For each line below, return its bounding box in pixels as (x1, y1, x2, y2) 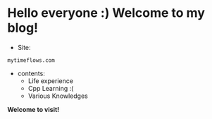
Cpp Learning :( (27, 84, 74, 92)
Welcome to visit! (7, 105, 60, 113)
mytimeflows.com (7, 56, 55, 64)
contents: (17, 69, 46, 77)
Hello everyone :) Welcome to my (7, 5, 206, 21)
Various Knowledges (27, 92, 88, 100)
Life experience (27, 76, 74, 85)
